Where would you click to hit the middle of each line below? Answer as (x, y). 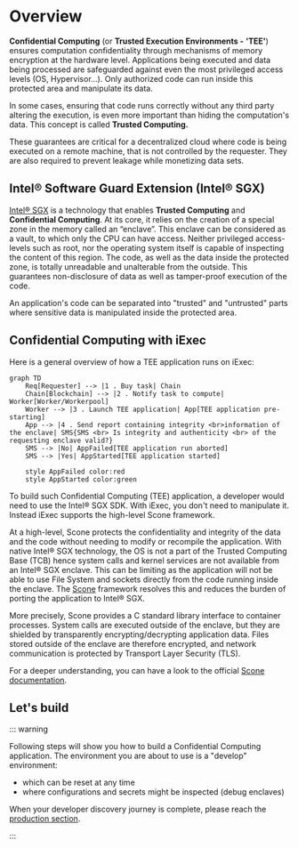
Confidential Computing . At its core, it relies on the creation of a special (142, 219)
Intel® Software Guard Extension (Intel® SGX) (137, 189)
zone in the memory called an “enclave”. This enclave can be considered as (148, 229)
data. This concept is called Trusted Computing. (99, 124)
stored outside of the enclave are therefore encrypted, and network (133, 643)
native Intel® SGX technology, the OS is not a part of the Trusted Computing (148, 551)
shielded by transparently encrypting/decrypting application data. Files (139, 634)
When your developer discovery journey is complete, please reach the (138, 809)
